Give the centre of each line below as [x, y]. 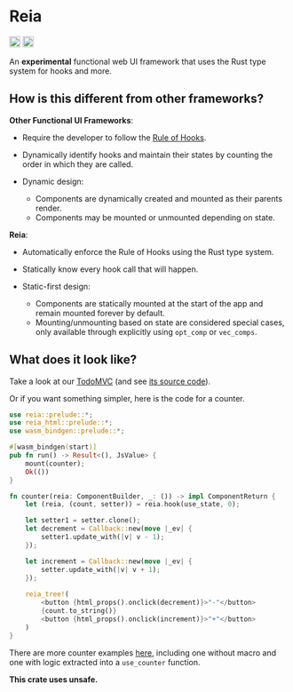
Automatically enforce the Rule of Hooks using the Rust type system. [148, 251]
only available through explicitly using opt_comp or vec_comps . [146, 331]
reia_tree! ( [47, 594]
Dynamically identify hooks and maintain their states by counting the [147, 155]
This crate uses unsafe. [54, 679]
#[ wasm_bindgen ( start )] [53, 447]
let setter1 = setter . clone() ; [83, 521]
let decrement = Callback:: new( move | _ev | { [109, 529]
